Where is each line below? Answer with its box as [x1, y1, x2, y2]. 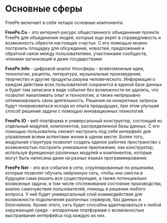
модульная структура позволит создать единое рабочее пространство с [5, 138, 161, 145]
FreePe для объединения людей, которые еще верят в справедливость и [5, 34, 161, 40]
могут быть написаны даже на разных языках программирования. [5, 154, 148, 160]
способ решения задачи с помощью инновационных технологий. [5, 108, 145, 114]
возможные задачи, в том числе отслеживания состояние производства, [5, 180, 162, 186]
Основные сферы [5, 3, 83, 14]
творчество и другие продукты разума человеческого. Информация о [5, 76, 156, 82]
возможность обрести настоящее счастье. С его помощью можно [5, 39, 148, 45]
